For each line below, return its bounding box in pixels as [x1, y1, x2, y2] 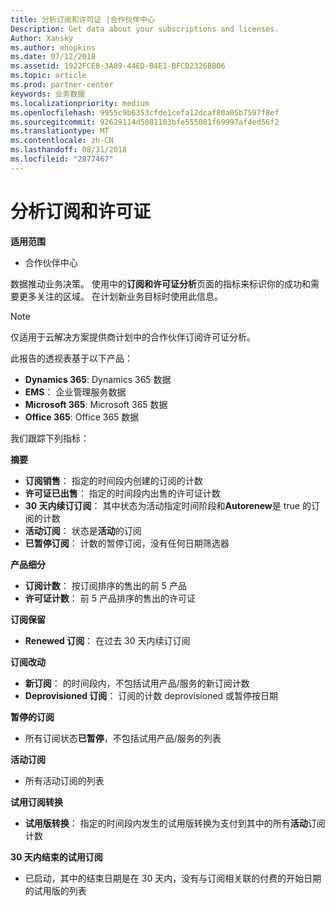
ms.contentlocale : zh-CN [10, 136, 114, 146]
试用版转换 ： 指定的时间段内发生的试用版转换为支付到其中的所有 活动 [24, 817, 308, 829]
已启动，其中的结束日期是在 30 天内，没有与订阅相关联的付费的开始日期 [24, 872, 322, 884]
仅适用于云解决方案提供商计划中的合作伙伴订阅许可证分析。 [10, 331, 256, 343]
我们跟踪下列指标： [10, 432, 90, 444]
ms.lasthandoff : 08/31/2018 [10, 145, 128, 155]
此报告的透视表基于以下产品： [10, 352, 133, 364]
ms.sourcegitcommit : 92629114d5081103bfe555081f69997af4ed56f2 [10, 117, 280, 127]
